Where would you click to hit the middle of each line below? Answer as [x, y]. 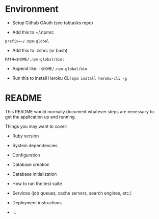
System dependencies [35, 145]
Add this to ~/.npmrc [33, 32]
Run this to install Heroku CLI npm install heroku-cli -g [69, 78]
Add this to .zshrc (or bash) [40, 50]
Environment [32, 9]
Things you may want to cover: [36, 126]
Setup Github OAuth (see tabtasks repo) [53, 23]
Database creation [31, 164]
